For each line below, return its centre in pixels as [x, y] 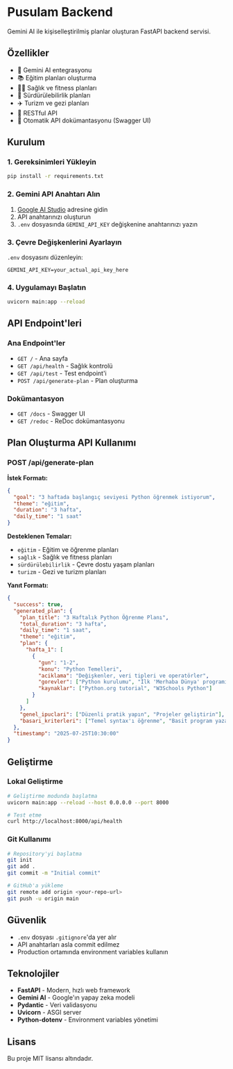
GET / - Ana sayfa [42, 358]
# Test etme [24, 815]
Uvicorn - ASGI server [49, 1013]
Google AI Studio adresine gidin [62, 209]
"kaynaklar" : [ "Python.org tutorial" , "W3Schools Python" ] [125, 689]
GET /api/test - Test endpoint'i [62, 373]
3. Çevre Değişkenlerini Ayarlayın [65, 242]
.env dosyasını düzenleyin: [45, 257]
